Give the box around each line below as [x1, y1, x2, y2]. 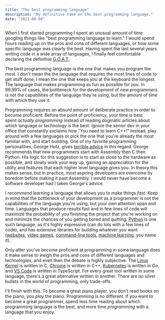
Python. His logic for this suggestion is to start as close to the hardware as [5, 154, 156, 160]
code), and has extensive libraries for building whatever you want [5, 227, 138, 233]
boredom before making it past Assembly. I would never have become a [5, 175, 151, 181]
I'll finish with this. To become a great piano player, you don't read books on [5, 288, 159, 294]
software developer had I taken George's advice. [5, 181, 104, 186]
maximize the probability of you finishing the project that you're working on [5, 211, 158, 217]
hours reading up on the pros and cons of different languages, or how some [5, 41, 159, 46]
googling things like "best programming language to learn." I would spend [5, 35, 155, 41]
